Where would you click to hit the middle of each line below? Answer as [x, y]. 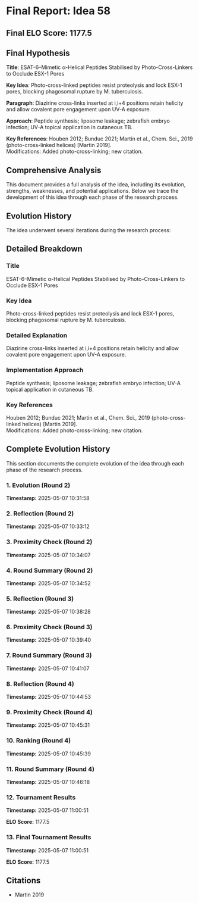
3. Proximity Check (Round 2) [49, 542]
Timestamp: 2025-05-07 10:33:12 [48, 527]
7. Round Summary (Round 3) [49, 655]
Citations [23, 880]
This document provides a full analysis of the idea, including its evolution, [96, 185]
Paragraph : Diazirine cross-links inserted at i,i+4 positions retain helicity [95, 103]
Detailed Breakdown [45, 249]
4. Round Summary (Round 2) [50, 570]
